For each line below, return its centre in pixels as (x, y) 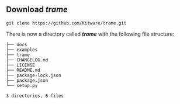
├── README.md (23, 70)
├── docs (17, 44)
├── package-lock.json (34, 75)
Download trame (37, 10)
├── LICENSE (20, 65)
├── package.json (27, 80)
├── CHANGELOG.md (27, 60)
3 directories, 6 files (35, 96)
